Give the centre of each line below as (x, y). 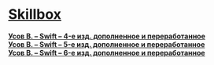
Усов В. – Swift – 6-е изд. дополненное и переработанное (107, 52)
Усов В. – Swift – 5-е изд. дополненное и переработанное (107, 44)
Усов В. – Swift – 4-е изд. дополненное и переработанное (107, 36)
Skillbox (35, 14)
